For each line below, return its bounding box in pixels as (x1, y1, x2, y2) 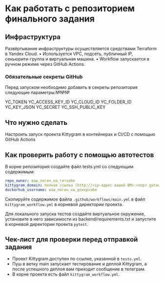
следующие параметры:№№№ (5, 90, 70, 96)
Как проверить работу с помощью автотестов (5, 151, 154, 159)
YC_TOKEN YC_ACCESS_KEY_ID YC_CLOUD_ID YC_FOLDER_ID (5, 99, 132, 105)
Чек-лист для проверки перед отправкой (5, 235, 138, 243)
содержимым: (5, 169, 35, 175)
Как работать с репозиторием (5, 3, 135, 14)
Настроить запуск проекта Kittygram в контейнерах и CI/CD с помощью (5, 131, 155, 137)
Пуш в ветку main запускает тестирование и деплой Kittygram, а (12, 261, 147, 267)
